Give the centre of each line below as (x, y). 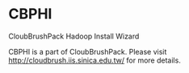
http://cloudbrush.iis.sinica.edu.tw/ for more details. (95, 60)
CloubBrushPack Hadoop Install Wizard (74, 36)
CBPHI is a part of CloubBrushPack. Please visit (88, 51)
